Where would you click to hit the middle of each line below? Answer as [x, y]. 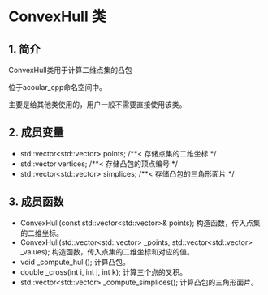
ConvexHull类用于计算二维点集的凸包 [70, 70]
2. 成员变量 [36, 133]
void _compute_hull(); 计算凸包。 [75, 262]
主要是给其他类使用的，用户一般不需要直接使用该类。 [97, 105]
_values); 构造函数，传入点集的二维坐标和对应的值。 [107, 251]
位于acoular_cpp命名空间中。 [58, 87]
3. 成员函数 [36, 202]
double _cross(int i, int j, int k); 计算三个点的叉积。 [104, 271]
